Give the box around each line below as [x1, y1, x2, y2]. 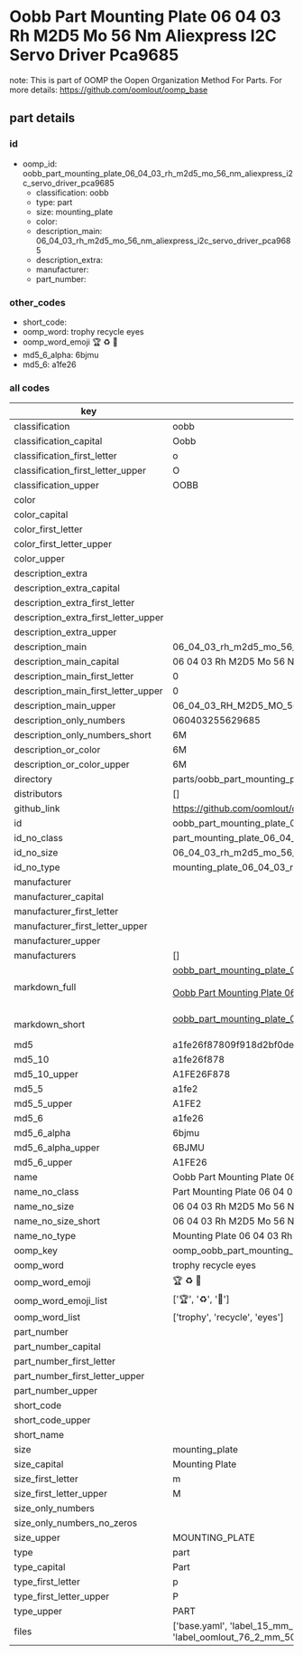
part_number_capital [14, 1340, 101, 1353]
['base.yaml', [172, 1620, 228, 1632]
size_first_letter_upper [14, 1488, 108, 1500]
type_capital [14, 1561, 66, 1574]
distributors [14, 788, 63, 800]
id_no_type [14, 861, 60, 874]
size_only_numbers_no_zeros [14, 1517, 138, 1529]
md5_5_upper [14, 1097, 73, 1110]
